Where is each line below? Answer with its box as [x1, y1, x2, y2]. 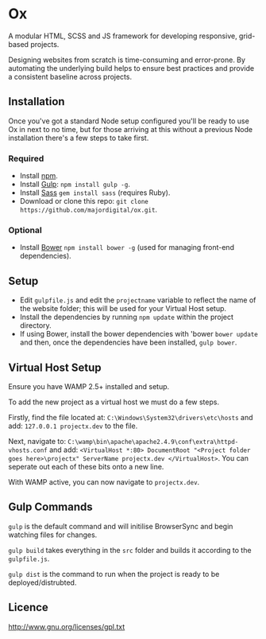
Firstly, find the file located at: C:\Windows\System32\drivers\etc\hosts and [8, 412, 253, 422]
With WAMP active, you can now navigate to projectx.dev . [8, 477, 200, 486]
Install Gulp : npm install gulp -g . [19, 180, 131, 189]
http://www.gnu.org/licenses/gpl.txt [8, 621, 125, 631]
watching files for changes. [8, 530, 98, 540]
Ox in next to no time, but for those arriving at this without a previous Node [8, 124, 253, 134]
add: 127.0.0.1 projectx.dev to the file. [8, 421, 138, 431]
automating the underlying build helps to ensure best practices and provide [8, 63, 255, 72]
